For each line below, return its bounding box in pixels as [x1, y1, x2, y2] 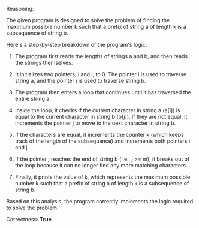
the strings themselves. [14, 59, 73, 66]
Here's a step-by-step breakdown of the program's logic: [6, 41, 147, 48]
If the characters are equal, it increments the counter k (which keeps [14, 131, 185, 138]
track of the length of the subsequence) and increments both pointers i [14, 137, 191, 145]
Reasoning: [6, 5, 34, 12]
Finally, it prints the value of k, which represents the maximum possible [14, 173, 191, 181]
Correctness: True [6, 216, 52, 223]
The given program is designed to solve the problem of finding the [6, 17, 170, 23]
